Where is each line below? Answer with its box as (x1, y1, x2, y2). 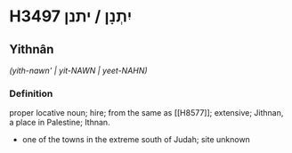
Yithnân (9, 42, 54, 57)
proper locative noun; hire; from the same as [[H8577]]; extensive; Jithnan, (9, 108, 284, 118)
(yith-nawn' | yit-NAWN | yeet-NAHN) (9, 65, 149, 76)
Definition (9, 87, 53, 100)
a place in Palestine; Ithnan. (9, 117, 110, 128)
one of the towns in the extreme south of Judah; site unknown (21, 134, 251, 145)
